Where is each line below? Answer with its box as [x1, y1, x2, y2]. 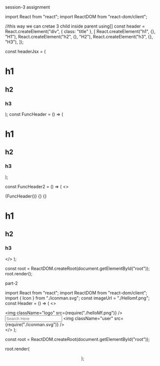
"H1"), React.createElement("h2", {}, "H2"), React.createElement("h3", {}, [5, 34, 154, 39]
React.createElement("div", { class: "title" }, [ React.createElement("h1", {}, [5, 29, 156, 34]
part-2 [5, 280, 18, 286]
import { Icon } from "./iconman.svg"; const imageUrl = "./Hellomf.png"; [5, 295, 150, 301]
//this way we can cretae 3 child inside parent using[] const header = [5, 23, 145, 29]
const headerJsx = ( [5, 49, 46, 54]
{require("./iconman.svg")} [5, 321, 59, 327]
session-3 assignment [5, 4, 50, 10]
